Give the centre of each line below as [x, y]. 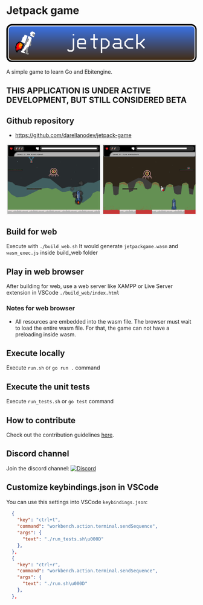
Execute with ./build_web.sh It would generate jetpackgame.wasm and [92, 246]
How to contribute [41, 420]
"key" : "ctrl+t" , [39, 520]
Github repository [40, 120]
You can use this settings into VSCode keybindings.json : [77, 502]
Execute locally [36, 353]
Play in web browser [45, 271]
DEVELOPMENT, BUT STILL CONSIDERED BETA [97, 100]
